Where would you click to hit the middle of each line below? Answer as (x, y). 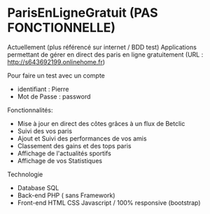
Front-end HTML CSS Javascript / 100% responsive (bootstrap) (109, 202)
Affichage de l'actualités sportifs (64, 153)
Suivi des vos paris (44, 131)
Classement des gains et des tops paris (74, 145)
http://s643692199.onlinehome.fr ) (56, 62)
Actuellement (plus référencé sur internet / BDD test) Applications (102, 47)
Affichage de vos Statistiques (60, 160)
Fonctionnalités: (30, 110)
